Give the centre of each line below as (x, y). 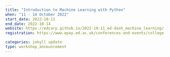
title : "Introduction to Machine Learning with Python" (65, 10)
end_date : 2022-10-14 (28, 24)
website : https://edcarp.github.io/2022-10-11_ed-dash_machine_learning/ (85, 28)
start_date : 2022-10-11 (30, 19)
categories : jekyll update (34, 42)
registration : (20, 33)
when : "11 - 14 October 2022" (37, 14)
